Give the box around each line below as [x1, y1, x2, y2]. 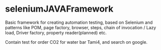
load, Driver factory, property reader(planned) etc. [5, 30, 107, 35]
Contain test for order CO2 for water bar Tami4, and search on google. [5, 39, 148, 45]
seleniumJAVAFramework [5, 3, 114, 15]
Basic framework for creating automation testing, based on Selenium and [5, 19, 153, 25]
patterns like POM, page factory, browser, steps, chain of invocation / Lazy [5, 24, 156, 30]
